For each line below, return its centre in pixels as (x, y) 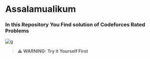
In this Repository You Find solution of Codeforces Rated (75, 25)
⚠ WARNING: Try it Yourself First (53, 51)
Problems (17, 31)
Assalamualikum (40, 9)
